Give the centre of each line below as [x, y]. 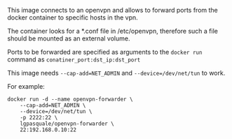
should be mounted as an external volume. [69, 38]
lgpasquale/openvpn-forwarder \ [67, 124]
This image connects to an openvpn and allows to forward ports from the [113, 10]
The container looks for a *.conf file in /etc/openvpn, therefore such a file [113, 31]
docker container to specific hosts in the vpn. [73, 17]
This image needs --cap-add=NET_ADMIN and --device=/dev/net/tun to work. [116, 73]
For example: [26, 86]
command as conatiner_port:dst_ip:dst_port [74, 59]
